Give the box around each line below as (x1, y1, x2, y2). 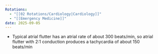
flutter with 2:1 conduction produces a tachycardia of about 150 (12, 39, 140, 45)
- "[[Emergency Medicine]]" (9, 16, 67, 21)
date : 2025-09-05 (5, 20, 41, 26)
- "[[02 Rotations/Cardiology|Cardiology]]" (9, 12, 102, 16)
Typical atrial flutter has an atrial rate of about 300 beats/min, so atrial (12, 34, 153, 40)
